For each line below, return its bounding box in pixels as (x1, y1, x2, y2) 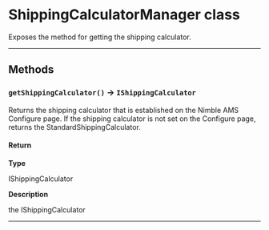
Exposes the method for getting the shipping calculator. (8, 32, 192, 42)
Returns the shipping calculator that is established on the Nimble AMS (8, 105, 239, 115)
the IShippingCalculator (8, 204, 86, 214)
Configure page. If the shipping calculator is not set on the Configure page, (8, 114, 256, 123)
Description (8, 189, 49, 199)
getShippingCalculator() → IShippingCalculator (8, 87, 196, 98)
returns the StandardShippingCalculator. (8, 122, 142, 131)
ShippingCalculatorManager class (8, 6, 240, 24)
